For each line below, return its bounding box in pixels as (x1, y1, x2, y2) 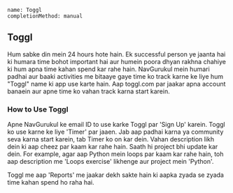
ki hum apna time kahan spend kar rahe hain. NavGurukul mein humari (7, 65, 210, 73)
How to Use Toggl (7, 105, 69, 114)
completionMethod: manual (7, 13, 83, 20)
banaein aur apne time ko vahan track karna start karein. (7, 87, 170, 95)
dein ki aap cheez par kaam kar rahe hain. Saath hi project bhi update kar (7, 143, 218, 151)
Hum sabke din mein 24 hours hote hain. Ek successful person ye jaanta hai (7, 49, 226, 59)
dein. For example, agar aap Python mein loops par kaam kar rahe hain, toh (7, 150, 224, 158)
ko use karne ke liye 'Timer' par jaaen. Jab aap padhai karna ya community (7, 128, 224, 136)
